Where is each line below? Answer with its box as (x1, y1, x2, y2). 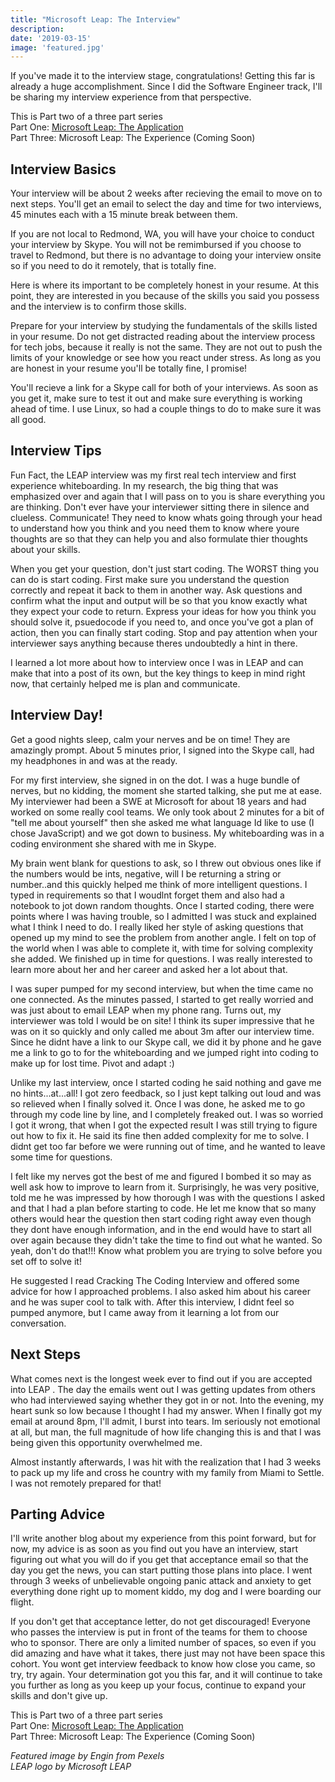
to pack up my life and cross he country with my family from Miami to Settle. (10, 1466, 325, 1478)
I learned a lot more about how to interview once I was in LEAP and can (10, 656, 304, 668)
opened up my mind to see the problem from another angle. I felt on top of (10, 931, 317, 943)
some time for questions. (10, 1151, 113, 1163)
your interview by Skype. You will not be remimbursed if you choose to (10, 239, 302, 251)
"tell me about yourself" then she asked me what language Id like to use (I (10, 816, 315, 828)
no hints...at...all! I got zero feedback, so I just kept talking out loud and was (10, 1087, 322, 1099)
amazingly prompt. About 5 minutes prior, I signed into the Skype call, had (10, 744, 315, 756)
